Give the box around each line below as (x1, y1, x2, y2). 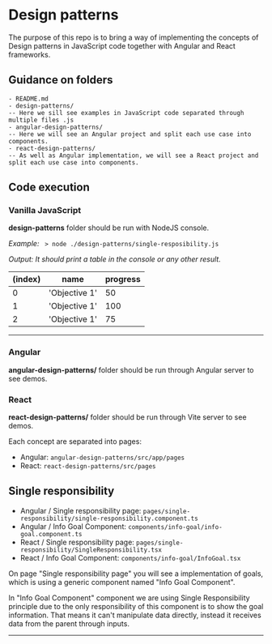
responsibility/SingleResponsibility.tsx (19, 545, 162, 554)
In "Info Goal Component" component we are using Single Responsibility (8, 593, 250, 603)
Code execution (8, 181, 91, 194)
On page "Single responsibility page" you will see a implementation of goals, (8, 569, 264, 578)
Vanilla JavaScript (8, 205, 82, 216)
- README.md (8, 95, 49, 103)
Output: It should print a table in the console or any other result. (8, 254, 221, 264)
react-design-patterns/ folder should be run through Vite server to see (8, 412, 247, 422)
